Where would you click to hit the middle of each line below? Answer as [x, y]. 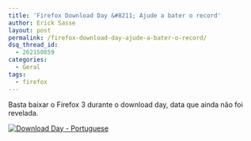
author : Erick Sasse [42, 23]
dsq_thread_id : [33, 45]
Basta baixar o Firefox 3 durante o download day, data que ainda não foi [125, 105]
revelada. [23, 112]
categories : [28, 60]
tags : [17, 74]
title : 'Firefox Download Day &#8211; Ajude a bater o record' [115, 15]
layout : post [30, 30]
